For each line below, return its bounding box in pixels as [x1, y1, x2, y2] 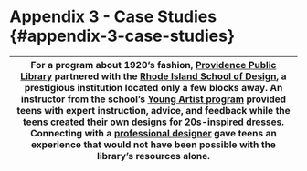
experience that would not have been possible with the [30, 138, 277, 151]
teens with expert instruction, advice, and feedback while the [16, 104, 291, 116]
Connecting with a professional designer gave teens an [30, 126, 277, 139]
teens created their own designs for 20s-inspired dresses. [22, 116, 285, 128]
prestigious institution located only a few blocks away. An [24, 81, 283, 94]
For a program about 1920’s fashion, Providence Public [30, 58, 277, 71]
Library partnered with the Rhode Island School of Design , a [20, 70, 287, 83]
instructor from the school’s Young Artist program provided [21, 93, 286, 106]
